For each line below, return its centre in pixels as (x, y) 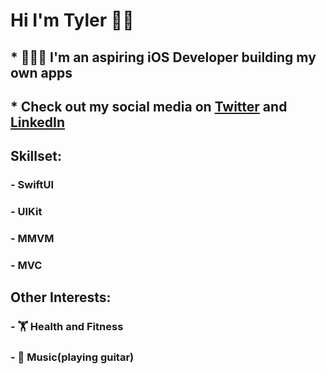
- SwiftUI (32, 185)
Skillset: (36, 156)
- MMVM (32, 239)
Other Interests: (61, 297)
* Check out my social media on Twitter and (149, 106)
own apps (41, 72)
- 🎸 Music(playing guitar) (72, 357)
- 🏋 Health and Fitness (67, 327)
